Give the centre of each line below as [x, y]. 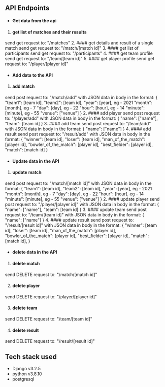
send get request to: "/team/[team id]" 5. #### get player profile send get [80, 59]
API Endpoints [27, 8]
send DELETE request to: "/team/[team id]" [49, 319]
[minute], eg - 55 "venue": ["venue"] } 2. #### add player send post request [82, 113]
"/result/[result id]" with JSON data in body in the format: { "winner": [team [81, 225]
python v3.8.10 [27, 374]
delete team [25, 308]
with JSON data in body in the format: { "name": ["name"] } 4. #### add [78, 129]
